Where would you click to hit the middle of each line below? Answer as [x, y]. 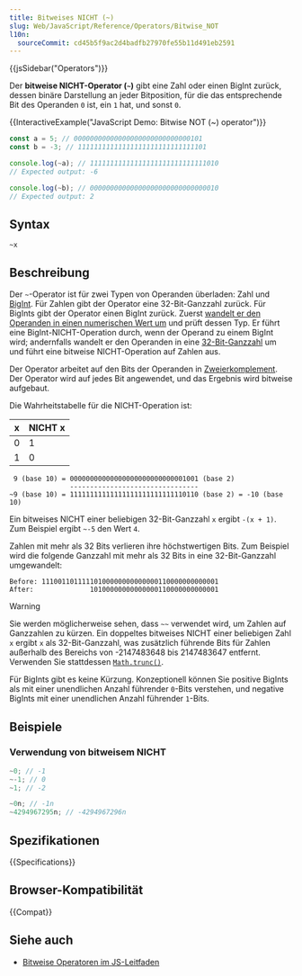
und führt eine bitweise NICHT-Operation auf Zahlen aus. [115, 352]
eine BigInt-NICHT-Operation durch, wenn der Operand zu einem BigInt [142, 333]
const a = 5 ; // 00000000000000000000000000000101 [106, 139]
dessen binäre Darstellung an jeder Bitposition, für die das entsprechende [146, 95]
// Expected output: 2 [52, 196]
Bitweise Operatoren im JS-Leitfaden [91, 962]
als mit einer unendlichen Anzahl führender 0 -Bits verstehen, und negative [147, 689]
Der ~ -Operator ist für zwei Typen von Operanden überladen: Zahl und [140, 294]
